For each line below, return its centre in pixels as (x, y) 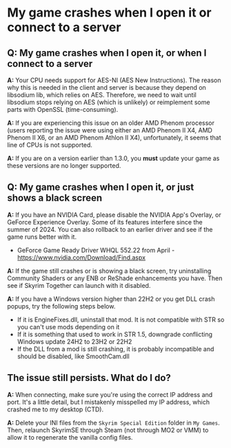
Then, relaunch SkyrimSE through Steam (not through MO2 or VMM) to (108, 430)
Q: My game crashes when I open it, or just (101, 187)
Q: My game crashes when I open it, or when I (107, 53)
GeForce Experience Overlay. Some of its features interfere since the (105, 222)
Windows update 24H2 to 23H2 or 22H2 (74, 341)
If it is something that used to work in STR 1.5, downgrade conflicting (114, 334)
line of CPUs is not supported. (50, 145)
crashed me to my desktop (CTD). (56, 409)
